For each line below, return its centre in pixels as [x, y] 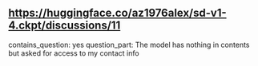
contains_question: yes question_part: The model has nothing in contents [129, 45]
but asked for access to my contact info [74, 53]
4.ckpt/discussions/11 [64, 26]
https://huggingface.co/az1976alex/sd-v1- [117, 13]
